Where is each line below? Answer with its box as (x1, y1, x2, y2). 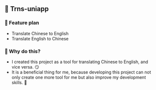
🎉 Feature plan (4, 19, 39, 26)
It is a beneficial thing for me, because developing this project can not (11, 69, 151, 75)
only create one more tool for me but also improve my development (11, 74, 146, 80)
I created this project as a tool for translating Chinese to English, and (11, 59, 148, 65)
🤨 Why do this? (4, 48, 41, 54)
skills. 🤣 (11, 79, 27, 85)
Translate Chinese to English (11, 30, 69, 36)
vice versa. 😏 (11, 64, 39, 70)
